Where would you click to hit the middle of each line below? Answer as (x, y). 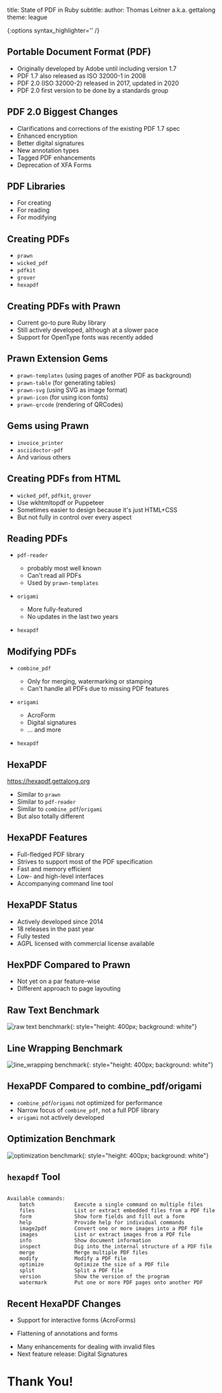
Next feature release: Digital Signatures (72, 1354)
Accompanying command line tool (65, 883)
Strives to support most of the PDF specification (85, 861)
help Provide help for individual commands (102, 1223)
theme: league (27, 17)
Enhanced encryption (47, 136)
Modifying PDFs (42, 652)
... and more (44, 730)
